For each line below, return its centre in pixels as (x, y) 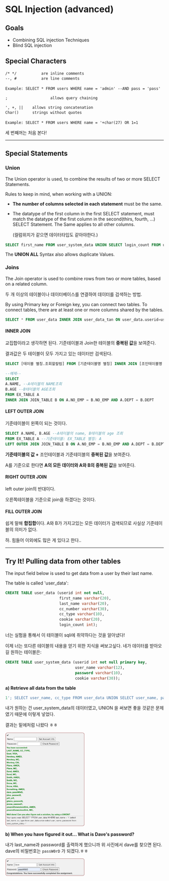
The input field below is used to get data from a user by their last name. (79, 573)
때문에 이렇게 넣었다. (35, 714)
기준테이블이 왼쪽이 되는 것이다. (36, 423)
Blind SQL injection (32, 45)
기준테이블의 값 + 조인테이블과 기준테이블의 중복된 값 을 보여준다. (68, 454)
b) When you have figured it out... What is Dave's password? (70, 834)
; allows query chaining (52, 98)
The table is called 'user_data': (37, 583)
